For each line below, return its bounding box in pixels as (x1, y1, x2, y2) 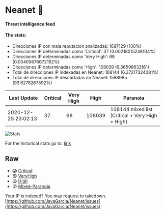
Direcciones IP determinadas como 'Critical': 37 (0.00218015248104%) (12, 48, 156, 54)
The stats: (5, 32, 27, 38)
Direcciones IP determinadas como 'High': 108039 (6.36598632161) (12, 64, 150, 70)
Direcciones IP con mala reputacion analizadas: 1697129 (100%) (12, 43, 142, 49)
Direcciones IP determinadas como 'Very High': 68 (12, 54, 115, 60)
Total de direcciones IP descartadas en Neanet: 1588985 (12, 74, 127, 80)
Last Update (9, 94, 38, 101)
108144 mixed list (110, 106, 153, 113)
